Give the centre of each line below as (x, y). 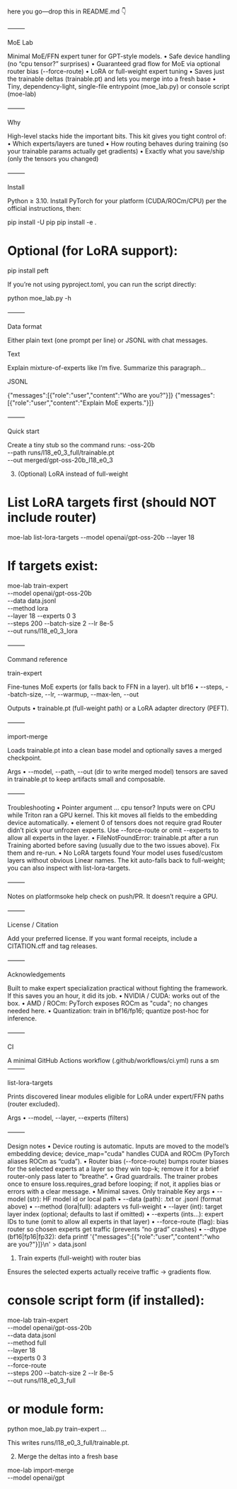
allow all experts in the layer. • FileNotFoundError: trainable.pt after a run (113, 837)
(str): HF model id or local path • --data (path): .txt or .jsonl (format (125, 1199)
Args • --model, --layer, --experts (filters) (68, 1118)
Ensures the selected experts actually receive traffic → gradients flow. (109, 1272)
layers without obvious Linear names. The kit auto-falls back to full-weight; (116, 860)
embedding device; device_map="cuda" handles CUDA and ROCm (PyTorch (118, 1153)
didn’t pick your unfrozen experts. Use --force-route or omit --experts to (113, 830)
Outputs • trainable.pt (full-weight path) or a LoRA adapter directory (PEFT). (118, 708)
